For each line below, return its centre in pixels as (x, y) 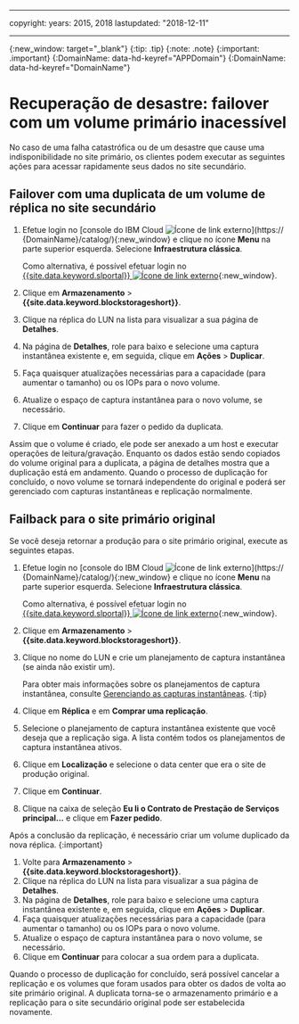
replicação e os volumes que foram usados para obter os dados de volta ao (148, 983)
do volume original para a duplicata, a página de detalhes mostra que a (139, 462)
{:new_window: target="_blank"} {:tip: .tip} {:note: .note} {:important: (134, 49)
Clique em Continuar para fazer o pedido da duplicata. (123, 426)
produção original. (56, 773)
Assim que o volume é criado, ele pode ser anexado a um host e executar (144, 443)
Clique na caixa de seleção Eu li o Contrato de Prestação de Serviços (150, 808)
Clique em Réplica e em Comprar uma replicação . (115, 711)
